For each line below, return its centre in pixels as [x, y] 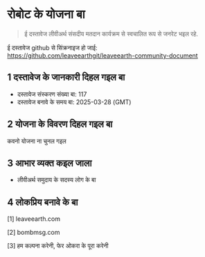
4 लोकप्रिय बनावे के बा [43, 202]
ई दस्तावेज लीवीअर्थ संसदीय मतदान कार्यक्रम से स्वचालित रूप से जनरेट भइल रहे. [111, 33]
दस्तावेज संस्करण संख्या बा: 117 [52, 94]
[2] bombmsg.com [34, 233]
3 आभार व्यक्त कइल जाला [50, 163]
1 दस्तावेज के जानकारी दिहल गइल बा [66, 77]
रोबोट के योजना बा [46, 14]
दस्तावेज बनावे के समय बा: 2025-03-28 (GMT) [74, 102]
